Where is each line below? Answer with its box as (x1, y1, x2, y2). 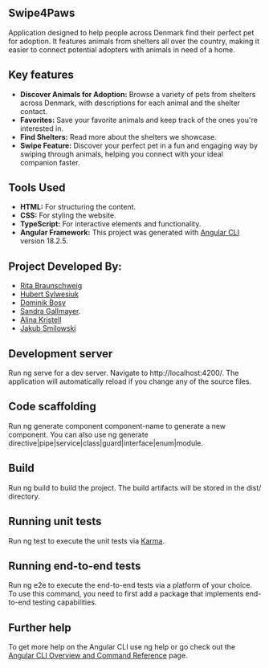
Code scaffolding (8, 400, 96, 413)
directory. (8, 491, 40, 501)
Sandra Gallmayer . (19, 307, 81, 316)
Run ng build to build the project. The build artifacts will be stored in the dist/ (8, 483, 262, 492)
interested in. (19, 124, 64, 133)
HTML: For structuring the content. (19, 202, 137, 212)
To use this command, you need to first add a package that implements (8, 589, 244, 599)
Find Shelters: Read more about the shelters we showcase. (19, 132, 217, 141)
